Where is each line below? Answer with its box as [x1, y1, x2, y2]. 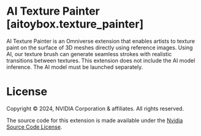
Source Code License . [6, 123, 63, 131]
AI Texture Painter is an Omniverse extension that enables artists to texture [6, 37, 195, 45]
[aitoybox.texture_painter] [6, 17, 144, 31]
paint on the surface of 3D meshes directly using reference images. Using [6, 44, 193, 51]
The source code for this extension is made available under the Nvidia [6, 116, 183, 124]
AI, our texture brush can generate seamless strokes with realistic [6, 50, 172, 57]
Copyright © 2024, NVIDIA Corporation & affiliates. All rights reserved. [6, 105, 184, 112]
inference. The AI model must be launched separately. [6, 63, 143, 71]
